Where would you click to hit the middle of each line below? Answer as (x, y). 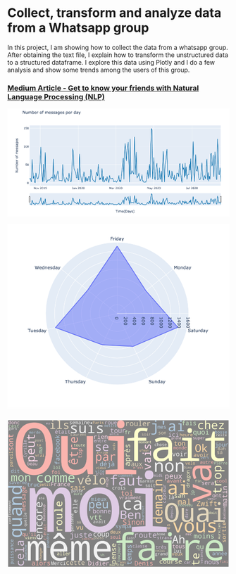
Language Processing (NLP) (56, 96)
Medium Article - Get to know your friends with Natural (103, 88)
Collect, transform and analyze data (114, 13)
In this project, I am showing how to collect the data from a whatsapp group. (118, 47)
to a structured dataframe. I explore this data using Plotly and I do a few (111, 62)
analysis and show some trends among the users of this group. (99, 70)
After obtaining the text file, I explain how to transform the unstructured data (118, 55)
